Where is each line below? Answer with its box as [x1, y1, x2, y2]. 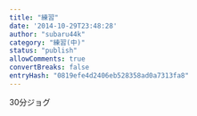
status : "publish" [9, 46, 78, 55]
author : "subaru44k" [9, 29, 86, 38]
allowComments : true [9, 54, 86, 63]
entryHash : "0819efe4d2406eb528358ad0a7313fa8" [9, 71, 190, 80]
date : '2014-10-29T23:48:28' [9, 21, 118, 30]
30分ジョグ [9, 96, 51, 107]
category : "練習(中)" [9, 37, 86, 47]
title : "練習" [9, 12, 60, 22]
